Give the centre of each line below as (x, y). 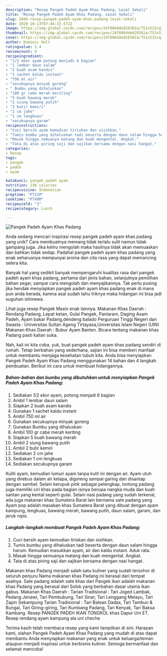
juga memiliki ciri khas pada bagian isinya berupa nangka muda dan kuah (80, 490)
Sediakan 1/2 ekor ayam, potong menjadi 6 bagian (64, 395)
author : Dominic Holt (28, 42)
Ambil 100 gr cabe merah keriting (47, 432)
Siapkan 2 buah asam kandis (42, 406)
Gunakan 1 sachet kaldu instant (45, 411)
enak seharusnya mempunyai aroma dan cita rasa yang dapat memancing (81, 258)
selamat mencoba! (25, 649)
